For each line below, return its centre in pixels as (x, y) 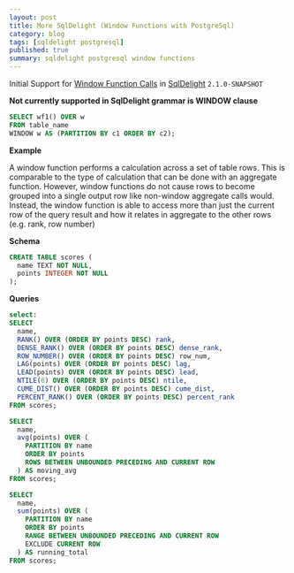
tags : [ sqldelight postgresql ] (67, 42)
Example (26, 150)
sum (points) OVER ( (53, 511)
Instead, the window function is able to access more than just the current (142, 205)
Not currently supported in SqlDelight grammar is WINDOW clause (134, 101)
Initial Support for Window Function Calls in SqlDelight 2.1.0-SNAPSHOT (136, 84)
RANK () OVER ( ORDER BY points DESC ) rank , (96, 340)
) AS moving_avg (47, 470)
